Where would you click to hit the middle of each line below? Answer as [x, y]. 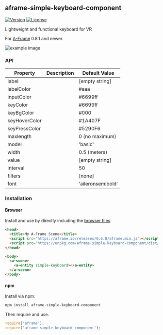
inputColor [19, 97]
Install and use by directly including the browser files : [58, 221]
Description [60, 73]
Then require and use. [27, 315]
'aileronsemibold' [98, 184]
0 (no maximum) [97, 136]
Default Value [98, 73]
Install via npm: [20, 296]
